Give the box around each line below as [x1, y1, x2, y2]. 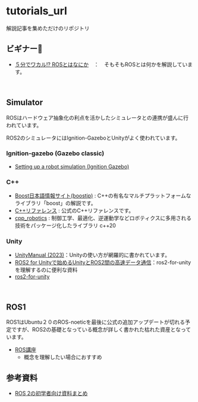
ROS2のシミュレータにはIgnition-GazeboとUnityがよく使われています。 [6, 134, 181, 141]
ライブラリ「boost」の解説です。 [14, 200, 96, 207]
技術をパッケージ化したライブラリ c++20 [14, 222, 116, 229]
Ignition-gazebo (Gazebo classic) [6, 149, 105, 157]
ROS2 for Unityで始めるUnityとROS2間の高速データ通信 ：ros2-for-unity [14, 259, 191, 266]
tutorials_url [6, 4, 67, 18]
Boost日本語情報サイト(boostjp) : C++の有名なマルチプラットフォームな [14, 192, 191, 199]
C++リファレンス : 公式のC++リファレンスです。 [14, 207, 134, 214]
